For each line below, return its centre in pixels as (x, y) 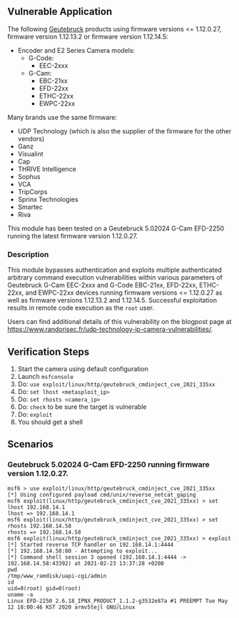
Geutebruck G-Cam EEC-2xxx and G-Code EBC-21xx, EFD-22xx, (103, 285)
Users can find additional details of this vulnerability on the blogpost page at (119, 322)
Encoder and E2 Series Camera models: (76, 50)
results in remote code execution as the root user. (81, 308)
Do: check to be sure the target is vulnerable (82, 407)
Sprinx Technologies (48, 199)
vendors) (31, 138)
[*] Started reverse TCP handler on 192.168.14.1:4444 (91, 544)
